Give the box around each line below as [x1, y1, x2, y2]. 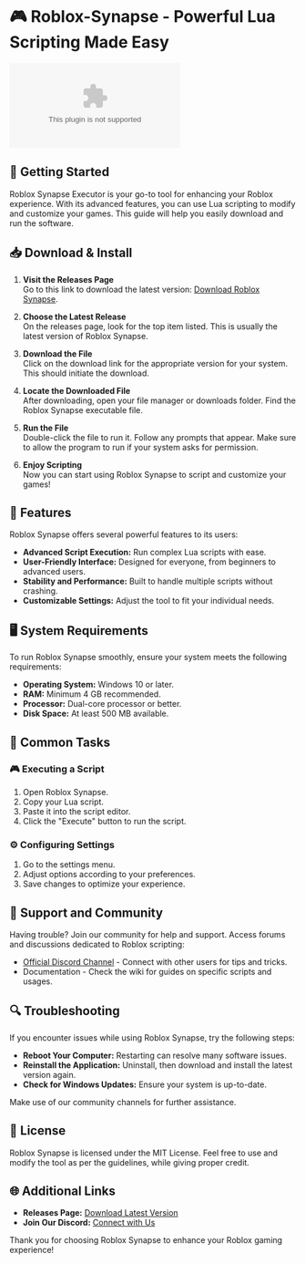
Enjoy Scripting [22, 459, 83, 470]
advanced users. [22, 566, 86, 577]
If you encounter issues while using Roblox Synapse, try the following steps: [9, 1031, 296, 1043]
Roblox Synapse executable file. [22, 404, 144, 415]
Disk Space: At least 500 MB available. [22, 708, 169, 720]
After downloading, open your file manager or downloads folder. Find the [22, 395, 296, 406]
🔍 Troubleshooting [9, 1003, 120, 1019]
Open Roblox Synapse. [22, 786, 109, 797]
